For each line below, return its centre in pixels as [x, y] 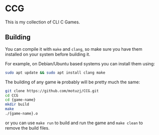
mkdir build [17, 105]
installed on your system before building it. [48, 54]
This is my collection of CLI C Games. [43, 22]
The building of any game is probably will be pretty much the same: [72, 82]
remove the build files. [27, 128]
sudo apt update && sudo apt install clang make [55, 73]
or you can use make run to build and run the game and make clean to [74, 123]
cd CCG [12, 96]
